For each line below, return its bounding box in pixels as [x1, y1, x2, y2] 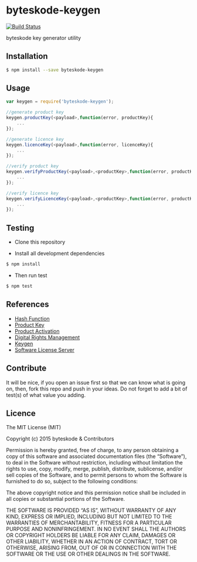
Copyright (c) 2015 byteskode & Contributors [6, 435, 114, 442]
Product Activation [14, 327, 60, 335]
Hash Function [14, 315, 50, 322]
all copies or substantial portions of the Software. [6, 496, 125, 503]
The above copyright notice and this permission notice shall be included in [6, 489, 186, 496]
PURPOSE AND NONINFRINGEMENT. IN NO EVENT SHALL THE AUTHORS [6, 526, 186, 533]
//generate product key [6, 109, 64, 115]
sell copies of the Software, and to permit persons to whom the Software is [6, 472, 188, 479]
